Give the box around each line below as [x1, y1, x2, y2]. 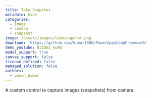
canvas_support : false [5, 54, 53, 60]
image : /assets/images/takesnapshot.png [5, 36, 92, 41]
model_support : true [5, 50, 49, 55]
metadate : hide [5, 12, 37, 17]
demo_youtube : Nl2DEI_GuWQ [5, 45, 62, 50]
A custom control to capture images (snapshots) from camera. [5, 87, 135, 93]
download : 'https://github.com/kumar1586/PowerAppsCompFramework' [5, 40, 148, 45]
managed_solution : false [5, 64, 58, 69]
